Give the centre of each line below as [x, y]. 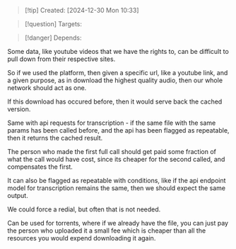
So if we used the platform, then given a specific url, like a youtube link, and [118, 73]
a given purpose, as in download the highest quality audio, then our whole [115, 80]
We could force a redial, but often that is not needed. [84, 209]
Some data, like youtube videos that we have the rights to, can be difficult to [118, 51]
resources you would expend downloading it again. [82, 238]
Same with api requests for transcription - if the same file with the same [112, 123]
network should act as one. [47, 88]
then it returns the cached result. [55, 138]
